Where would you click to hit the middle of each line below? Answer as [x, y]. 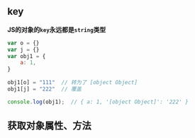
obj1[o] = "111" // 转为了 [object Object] [73, 83]
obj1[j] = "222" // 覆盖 [45, 89]
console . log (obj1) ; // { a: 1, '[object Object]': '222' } [98, 102]
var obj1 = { [27, 56]
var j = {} [23, 50]
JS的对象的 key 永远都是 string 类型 [57, 29]
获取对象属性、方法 [49, 126]
